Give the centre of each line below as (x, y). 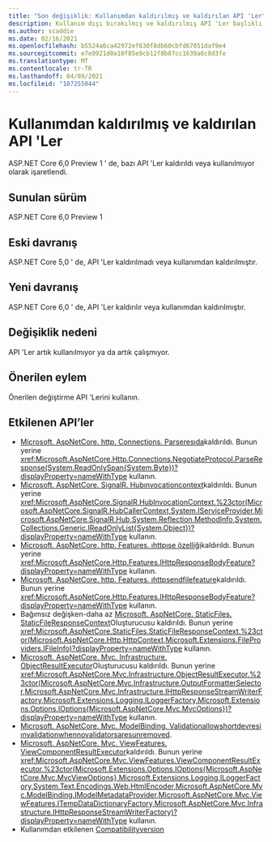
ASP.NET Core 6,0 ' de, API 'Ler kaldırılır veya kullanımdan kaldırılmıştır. (127, 307)
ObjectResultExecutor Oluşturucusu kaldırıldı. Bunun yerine (118, 666)
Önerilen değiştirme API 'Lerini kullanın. (74, 397)
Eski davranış (43, 243)
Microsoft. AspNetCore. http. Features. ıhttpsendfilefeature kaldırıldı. (133, 579)
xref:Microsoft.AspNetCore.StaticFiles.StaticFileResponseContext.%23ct (141, 631)
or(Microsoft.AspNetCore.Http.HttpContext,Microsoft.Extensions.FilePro (140, 640)
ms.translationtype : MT (49, 62)
